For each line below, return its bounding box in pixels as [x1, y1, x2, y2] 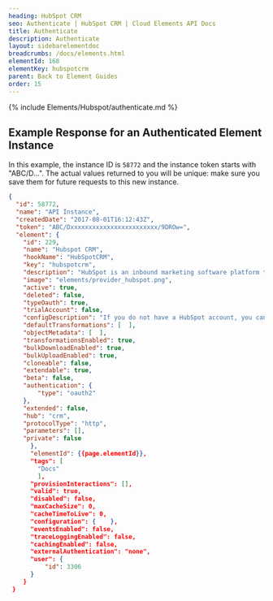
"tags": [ [29, 456, 63, 465]
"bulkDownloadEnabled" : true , [23, 344, 126, 352]
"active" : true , [23, 283, 79, 292]
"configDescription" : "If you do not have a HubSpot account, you [23, 313, 253, 322]
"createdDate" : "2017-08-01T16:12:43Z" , [15, 215, 154, 223]
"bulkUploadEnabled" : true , [23, 351, 118, 360]
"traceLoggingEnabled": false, [29, 533, 136, 541]
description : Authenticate [8, 34, 100, 43]
